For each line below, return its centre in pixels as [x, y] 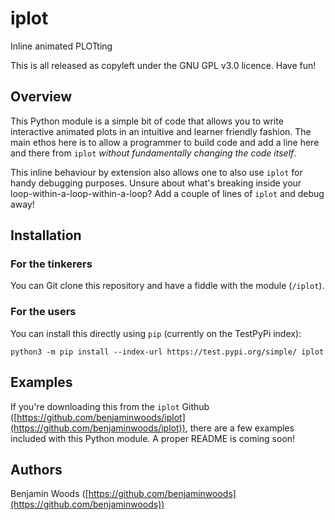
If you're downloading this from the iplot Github [110, 406]
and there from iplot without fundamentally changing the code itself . [153, 153]
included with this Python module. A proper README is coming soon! [153, 438]
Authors [36, 469]
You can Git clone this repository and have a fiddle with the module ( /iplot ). [167, 286]
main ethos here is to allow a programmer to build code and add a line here [165, 142]
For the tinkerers [51, 264]
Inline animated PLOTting [61, 46]
